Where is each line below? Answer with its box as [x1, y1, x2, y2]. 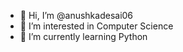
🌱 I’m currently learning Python [19, 31, 148, 42]
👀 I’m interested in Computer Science [19, 20, 174, 32]
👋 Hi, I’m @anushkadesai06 [19, 10, 134, 21]
